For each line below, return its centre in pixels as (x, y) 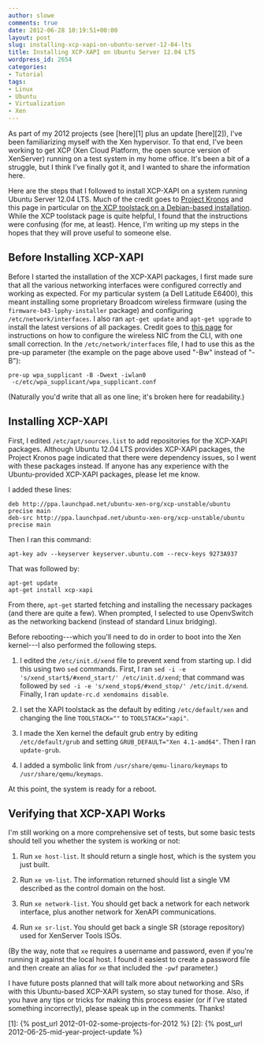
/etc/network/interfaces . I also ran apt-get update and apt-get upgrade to (130, 318)
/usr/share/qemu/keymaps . (61, 773)
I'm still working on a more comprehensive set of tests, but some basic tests (132, 833)
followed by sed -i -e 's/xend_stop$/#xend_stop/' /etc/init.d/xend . (134, 685)
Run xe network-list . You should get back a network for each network (134, 904)
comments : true (33, 23)
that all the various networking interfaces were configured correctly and (125, 285)
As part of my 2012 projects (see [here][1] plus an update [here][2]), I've (125, 134)
